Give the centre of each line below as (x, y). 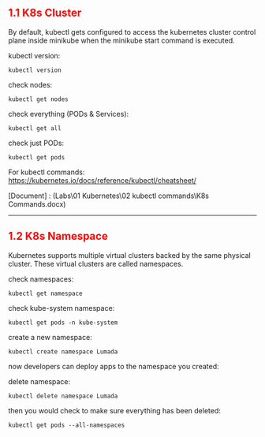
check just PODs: (36, 143)
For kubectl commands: (47, 172)
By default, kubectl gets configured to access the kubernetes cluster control (132, 32)
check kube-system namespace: (62, 308)
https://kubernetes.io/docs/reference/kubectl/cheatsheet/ (103, 180)
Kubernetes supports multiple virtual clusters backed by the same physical (129, 255)
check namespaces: (41, 278)
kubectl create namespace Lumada (63, 351)
